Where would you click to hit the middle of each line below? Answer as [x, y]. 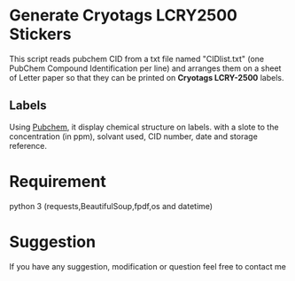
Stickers [41, 34]
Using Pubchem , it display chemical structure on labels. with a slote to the [144, 127]
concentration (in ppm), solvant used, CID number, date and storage [134, 136]
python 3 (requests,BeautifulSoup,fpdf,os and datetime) [111, 206]
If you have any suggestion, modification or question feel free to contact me [147, 266]
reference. [28, 145]
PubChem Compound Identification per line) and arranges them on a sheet [145, 68]
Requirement [58, 181]
